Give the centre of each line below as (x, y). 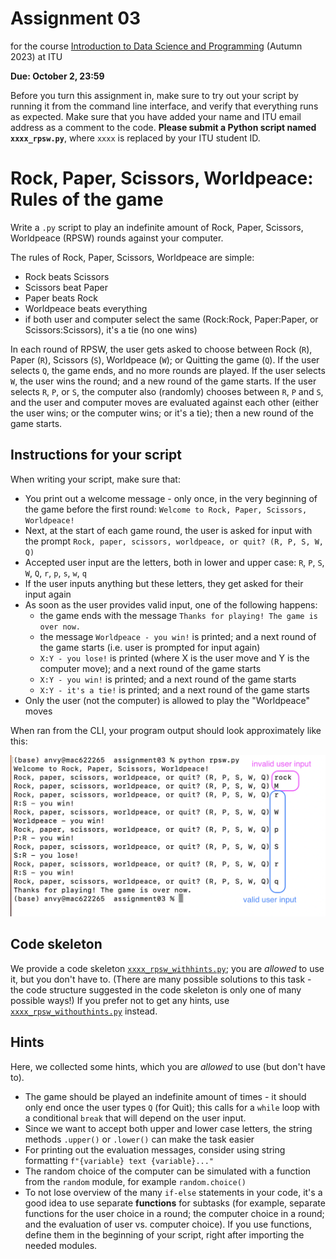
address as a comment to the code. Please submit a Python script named (163, 127)
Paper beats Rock (61, 298)
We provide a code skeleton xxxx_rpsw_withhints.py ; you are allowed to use (167, 968)
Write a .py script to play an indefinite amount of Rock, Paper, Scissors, (157, 227)
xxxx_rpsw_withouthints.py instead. (84, 1011)
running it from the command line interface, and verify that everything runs (164, 106)
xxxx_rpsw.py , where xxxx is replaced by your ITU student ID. (135, 138)
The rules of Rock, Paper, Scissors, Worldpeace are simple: (132, 257)
